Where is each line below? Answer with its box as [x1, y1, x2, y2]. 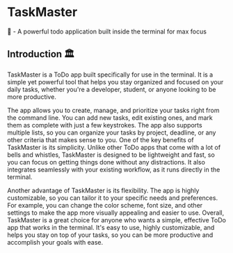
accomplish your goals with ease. [7, 238, 104, 246]
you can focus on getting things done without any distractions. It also [7, 158, 205, 166]
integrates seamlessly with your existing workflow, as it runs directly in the [7, 165, 220, 174]
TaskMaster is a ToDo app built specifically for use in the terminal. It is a [7, 70, 214, 79]
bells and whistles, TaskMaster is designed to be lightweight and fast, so [7, 151, 216, 159]
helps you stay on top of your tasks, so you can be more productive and [7, 231, 214, 239]
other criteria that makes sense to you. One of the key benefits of [7, 135, 194, 144]
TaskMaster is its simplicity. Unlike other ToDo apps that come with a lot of [7, 143, 221, 151]
